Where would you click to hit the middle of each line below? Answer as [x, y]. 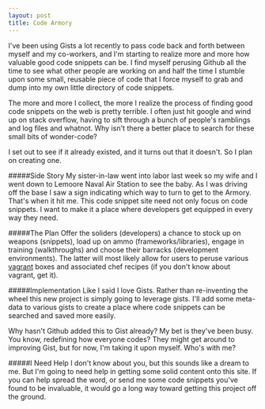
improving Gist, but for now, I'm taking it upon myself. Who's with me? [122, 347]
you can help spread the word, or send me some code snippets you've [123, 380]
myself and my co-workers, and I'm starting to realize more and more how [129, 54]
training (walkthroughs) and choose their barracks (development [114, 249]
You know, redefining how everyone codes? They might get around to [121, 339]
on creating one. [35, 160]
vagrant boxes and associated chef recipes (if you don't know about [119, 267]
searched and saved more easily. [62, 315]
